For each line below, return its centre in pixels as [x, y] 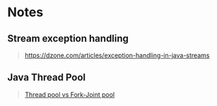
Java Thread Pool [47, 77]
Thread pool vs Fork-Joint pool [70, 94]
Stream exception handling [68, 39]
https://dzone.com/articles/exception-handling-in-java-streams [117, 55]
